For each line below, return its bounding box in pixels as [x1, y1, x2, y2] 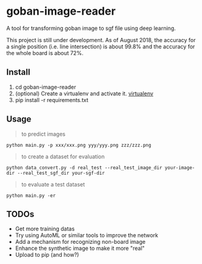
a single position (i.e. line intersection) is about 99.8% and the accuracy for [6, 43, 195, 50]
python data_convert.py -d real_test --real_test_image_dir [6, 164, 163, 170]
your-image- [164, 164, 195, 170]
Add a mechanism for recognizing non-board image [15, 238, 146, 246]
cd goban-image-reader [15, 83, 76, 90]
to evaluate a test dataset [21, 180, 85, 188]
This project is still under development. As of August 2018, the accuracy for [6, 36, 197, 43]
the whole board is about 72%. [6, 49, 84, 56]
